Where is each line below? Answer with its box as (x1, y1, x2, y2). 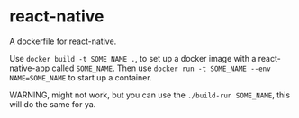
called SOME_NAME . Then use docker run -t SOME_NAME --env (51, 63, 272, 73)
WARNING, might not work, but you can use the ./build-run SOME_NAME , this (9, 89, 291, 100)
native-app (9, 63, 50, 73)
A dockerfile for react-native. (9, 36, 117, 46)
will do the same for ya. (9, 98, 96, 109)
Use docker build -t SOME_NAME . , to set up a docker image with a (9, 53, 257, 63)
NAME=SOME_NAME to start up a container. (9, 72, 152, 82)
